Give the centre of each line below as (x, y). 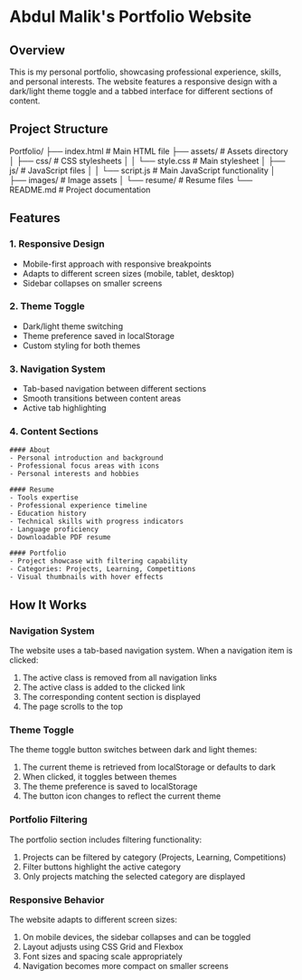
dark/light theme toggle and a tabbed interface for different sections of (142, 91)
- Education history (48, 514)
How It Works (48, 605)
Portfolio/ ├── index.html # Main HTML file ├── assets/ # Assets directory (149, 150)
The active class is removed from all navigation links (120, 678)
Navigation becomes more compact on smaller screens (125, 965)
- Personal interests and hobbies (75, 474)
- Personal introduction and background (87, 458)
